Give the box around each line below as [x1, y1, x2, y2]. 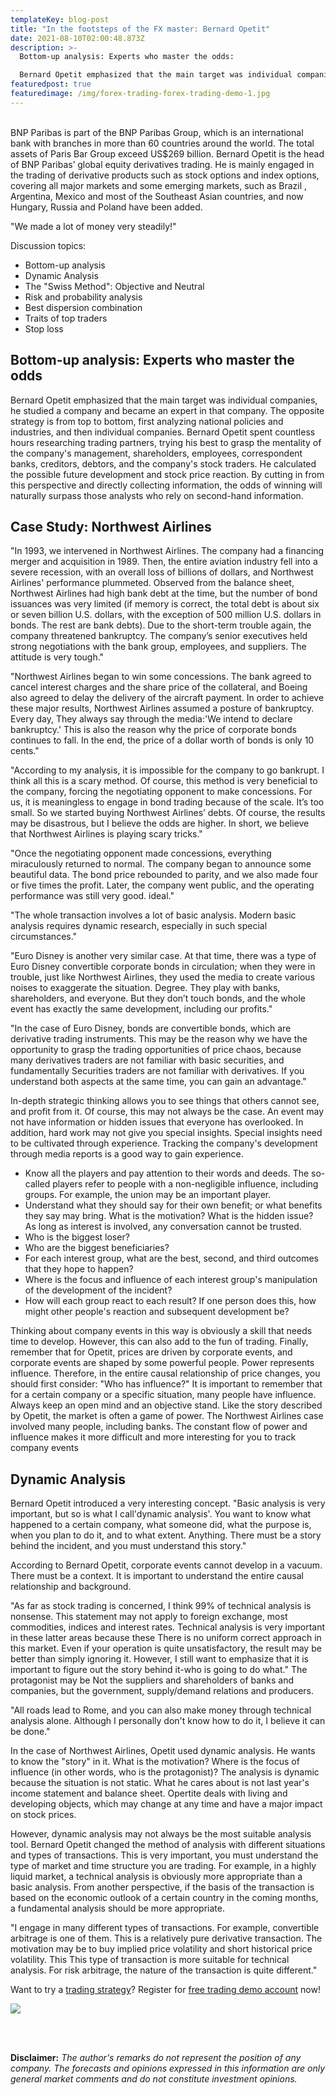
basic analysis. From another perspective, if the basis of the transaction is [10, 1881, 315, 1893]
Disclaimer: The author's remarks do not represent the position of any [10, 2052, 302, 2064]
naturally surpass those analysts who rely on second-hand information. [10, 489, 304, 501]
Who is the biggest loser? [24, 1231, 130, 1243]
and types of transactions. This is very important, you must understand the [10, 1849, 319, 1861]
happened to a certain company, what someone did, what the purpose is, [10, 1519, 312, 1531]
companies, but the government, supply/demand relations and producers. [10, 1685, 315, 1697]
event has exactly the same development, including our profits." [10, 1003, 273, 1015]
